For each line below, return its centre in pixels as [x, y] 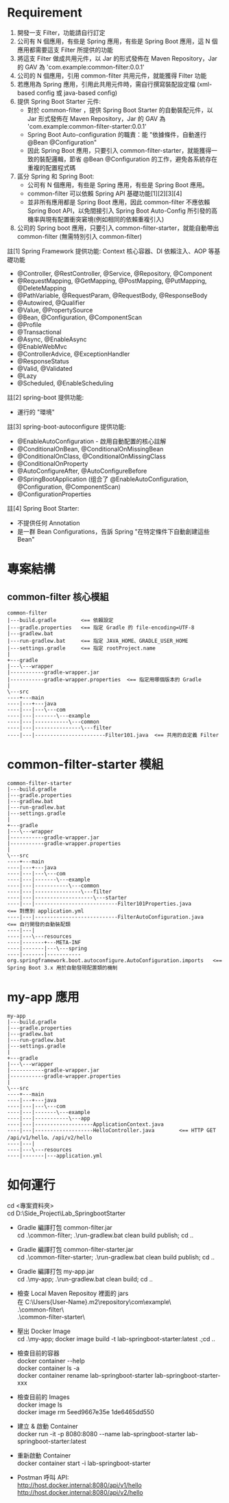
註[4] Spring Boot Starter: [43, 508]
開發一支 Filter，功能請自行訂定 [61, 32]
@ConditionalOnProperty [52, 463]
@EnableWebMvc [42, 346]
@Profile [29, 324]
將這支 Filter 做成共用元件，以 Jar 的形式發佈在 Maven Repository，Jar [117, 58]
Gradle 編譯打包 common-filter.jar [65, 1227]
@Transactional [39, 332]
